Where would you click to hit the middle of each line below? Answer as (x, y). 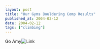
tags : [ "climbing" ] (25, 28)
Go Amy (13, 41)
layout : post (18, 9)
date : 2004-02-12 (23, 23)
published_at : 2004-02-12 (32, 18)
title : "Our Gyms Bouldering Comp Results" (50, 14)
